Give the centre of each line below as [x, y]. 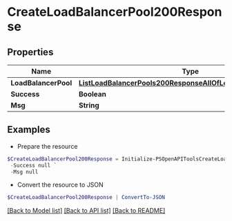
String [89, 105]
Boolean [93, 94]
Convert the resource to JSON [60, 185]
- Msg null [24, 172]
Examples [29, 130]
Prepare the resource [47, 146]
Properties [30, 52]
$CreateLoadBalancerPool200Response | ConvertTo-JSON [86, 198]
